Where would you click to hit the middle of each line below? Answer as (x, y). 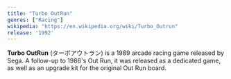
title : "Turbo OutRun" (40, 13)
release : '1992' (31, 33)
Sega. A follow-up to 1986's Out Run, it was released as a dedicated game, (114, 61)
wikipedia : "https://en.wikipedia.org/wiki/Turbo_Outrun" (93, 26)
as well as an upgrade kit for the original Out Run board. (87, 68)
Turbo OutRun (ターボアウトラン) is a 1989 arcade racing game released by (115, 53)
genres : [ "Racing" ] (35, 20)
